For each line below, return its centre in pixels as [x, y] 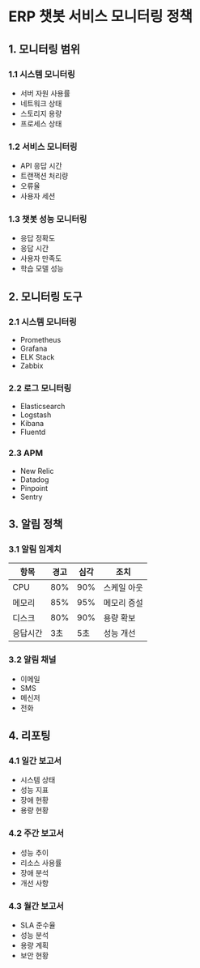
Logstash [36, 415]
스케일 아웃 [123, 588]
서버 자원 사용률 [45, 93]
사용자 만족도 [41, 258]
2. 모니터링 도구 [45, 296]
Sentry [31, 497]
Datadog [34, 480]
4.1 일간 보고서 [35, 761]
